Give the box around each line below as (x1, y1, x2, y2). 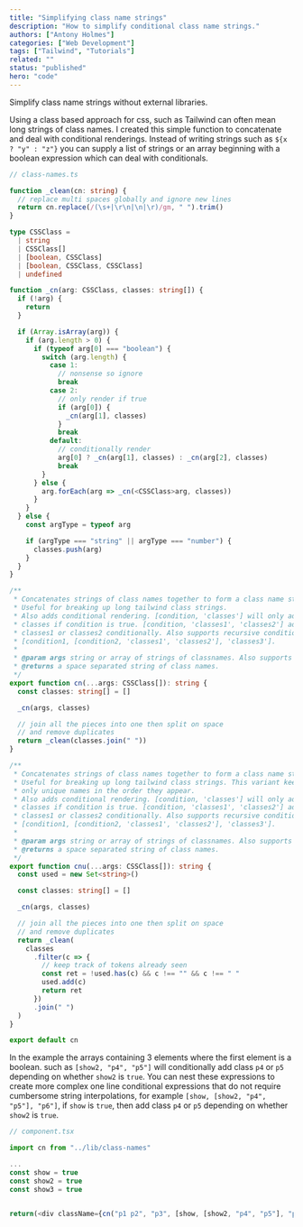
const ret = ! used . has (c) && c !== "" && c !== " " (41, 969, 241, 979)
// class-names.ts (9, 170, 78, 179)
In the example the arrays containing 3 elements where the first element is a (9, 1052, 292, 1063)
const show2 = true (9, 1176, 83, 1185)
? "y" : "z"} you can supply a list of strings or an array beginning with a (9, 143, 280, 153)
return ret (41, 986, 83, 995)
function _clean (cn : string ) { (9, 186, 127, 195)
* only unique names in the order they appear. (13, 786, 196, 795)
